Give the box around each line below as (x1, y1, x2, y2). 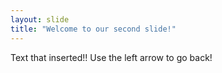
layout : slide (10, 14, 70, 25)
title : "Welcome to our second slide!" (10, 24, 177, 34)
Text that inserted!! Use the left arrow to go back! (10, 51, 213, 63)
